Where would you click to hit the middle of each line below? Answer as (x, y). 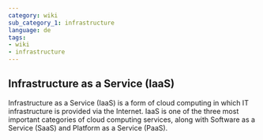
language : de (30, 30)
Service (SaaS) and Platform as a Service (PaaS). (88, 127)
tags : (17, 37)
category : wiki (33, 15)
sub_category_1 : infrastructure (61, 23)
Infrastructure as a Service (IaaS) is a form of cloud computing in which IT (128, 102)
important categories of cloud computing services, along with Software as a (131, 120)
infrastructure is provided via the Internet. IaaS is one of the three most (124, 111)
